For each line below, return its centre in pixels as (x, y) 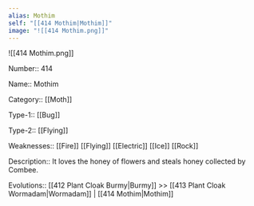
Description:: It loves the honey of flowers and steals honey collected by (127, 161)
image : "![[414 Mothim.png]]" (59, 30)
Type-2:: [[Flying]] (38, 131)
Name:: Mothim (34, 84)
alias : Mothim (32, 16)
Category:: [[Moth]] (40, 100)
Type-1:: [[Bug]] (34, 115)
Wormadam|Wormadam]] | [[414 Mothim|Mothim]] (91, 194)
